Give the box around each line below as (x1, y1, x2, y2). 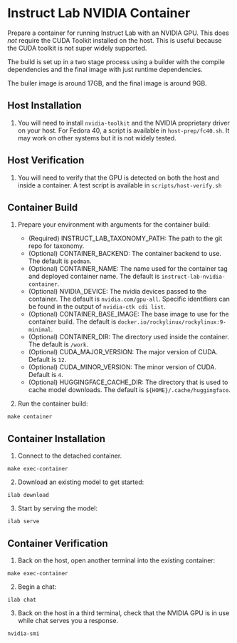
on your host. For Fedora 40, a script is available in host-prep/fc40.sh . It (17, 126, 230, 135)
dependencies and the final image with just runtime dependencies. (7, 65, 203, 73)
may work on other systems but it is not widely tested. (17, 133, 177, 142)
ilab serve (7, 518, 40, 525)
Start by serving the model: (17, 504, 98, 513)
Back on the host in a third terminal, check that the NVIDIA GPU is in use (17, 609, 230, 617)
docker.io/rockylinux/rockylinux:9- (117, 319, 226, 326)
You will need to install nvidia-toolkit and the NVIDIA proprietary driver (17, 118, 230, 127)
